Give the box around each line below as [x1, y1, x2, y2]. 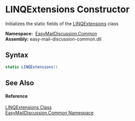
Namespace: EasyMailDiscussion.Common [5, 30, 98, 36]
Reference [5, 93, 28, 99]
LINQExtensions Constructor [5, 4, 130, 15]
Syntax [5, 51, 29, 59]
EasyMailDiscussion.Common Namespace [5, 110, 94, 116]
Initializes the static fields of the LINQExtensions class [5, 21, 119, 27]
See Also [5, 78, 34, 88]
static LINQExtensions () [5, 64, 58, 70]
